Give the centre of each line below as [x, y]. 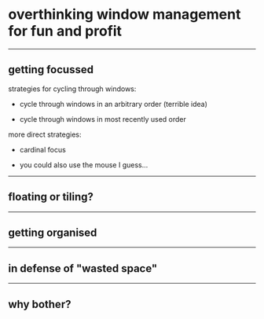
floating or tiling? [51, 197]
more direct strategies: [45, 134]
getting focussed [51, 70]
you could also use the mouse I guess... [84, 165]
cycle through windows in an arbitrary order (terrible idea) [114, 104]
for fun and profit [65, 31]
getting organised [53, 232]
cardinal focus [43, 149]
